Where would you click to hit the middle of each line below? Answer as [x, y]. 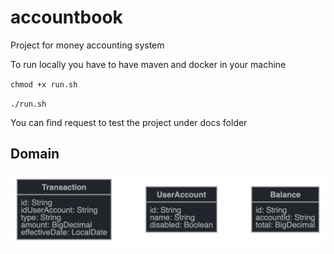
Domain [35, 154]
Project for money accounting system [87, 45]
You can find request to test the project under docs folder [129, 122]
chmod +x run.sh [44, 84]
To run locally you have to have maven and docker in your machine [148, 64]
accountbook [66, 17]
